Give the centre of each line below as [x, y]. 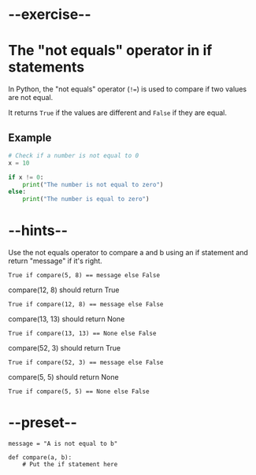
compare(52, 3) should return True [64, 348]
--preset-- [43, 423]
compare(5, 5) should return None [64, 377]
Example [30, 137]
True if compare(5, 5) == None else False [79, 392]
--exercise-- [50, 15]
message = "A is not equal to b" [63, 444]
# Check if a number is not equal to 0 [74, 155]
